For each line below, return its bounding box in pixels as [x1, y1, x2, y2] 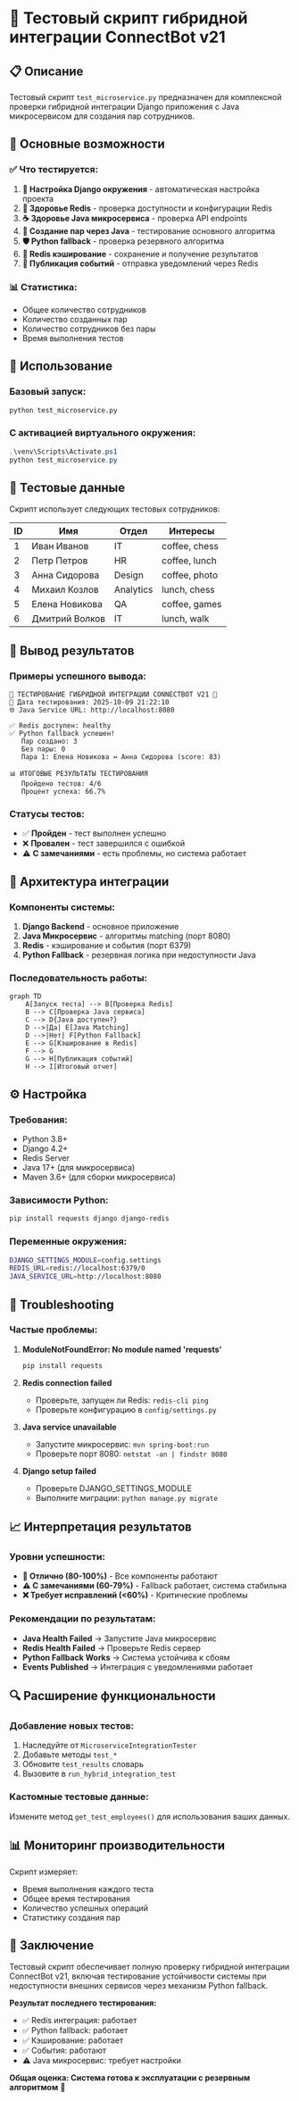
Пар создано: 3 [21, 737, 78, 746]
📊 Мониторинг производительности [9, 1838, 226, 1854]
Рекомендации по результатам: [9, 1613, 156, 1625]
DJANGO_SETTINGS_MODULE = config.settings [9, 1255, 162, 1264]
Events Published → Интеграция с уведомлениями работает [21, 1661, 253, 1672]
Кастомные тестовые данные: [9, 1790, 149, 1803]
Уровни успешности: [9, 1551, 105, 1563]
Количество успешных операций [21, 1902, 149, 1913]
